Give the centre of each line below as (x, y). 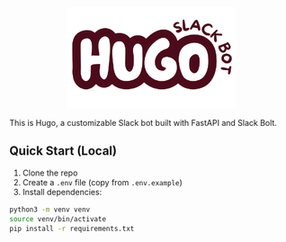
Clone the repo (50, 173)
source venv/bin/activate (58, 219)
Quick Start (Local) (63, 151)
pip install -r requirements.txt (72, 229)
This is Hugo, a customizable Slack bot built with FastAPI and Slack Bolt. (143, 123)
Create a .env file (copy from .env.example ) (102, 182)
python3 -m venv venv (50, 210)
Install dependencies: (62, 192)
